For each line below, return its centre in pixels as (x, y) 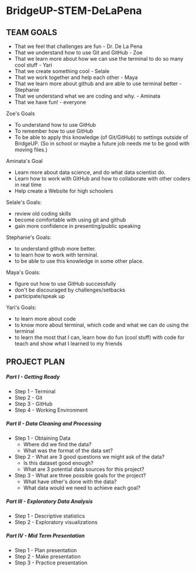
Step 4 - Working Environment (51, 410)
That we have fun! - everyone (50, 102)
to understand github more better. (55, 249)
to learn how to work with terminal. (56, 255)
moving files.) (31, 150)
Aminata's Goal (24, 161)
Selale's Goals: (24, 202)
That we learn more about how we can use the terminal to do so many (99, 59)
